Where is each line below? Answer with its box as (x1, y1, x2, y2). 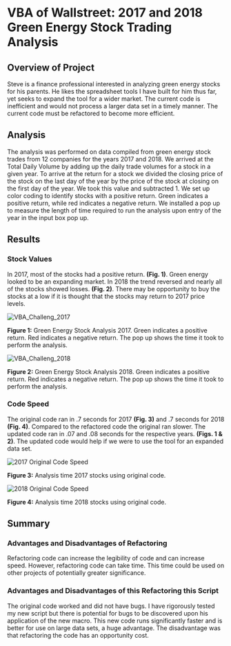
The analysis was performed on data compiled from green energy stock (7, 147, 212, 156)
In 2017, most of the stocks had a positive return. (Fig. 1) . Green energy (7, 270, 209, 278)
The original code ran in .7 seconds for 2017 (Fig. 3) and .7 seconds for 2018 (7, 415, 225, 423)
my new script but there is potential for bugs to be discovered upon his (7, 609, 208, 617)
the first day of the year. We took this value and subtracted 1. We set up (7, 184, 210, 193)
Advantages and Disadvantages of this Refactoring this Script (7, 586, 219, 596)
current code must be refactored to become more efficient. (7, 109, 175, 117)
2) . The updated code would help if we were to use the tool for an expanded (7, 437, 224, 445)
